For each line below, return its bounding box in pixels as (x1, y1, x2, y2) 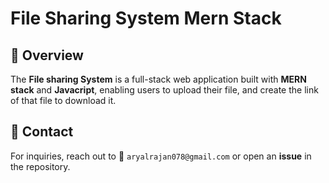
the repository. (10, 160, 71, 172)
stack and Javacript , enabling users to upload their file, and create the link (10, 84, 319, 96)
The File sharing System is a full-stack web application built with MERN (10, 73, 307, 85)
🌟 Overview (10, 47, 84, 64)
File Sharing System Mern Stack (10, 7, 282, 30)
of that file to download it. (10, 95, 117, 106)
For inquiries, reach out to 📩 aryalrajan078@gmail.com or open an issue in (10, 150, 312, 162)
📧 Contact (10, 123, 74, 141)
